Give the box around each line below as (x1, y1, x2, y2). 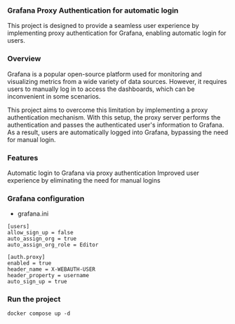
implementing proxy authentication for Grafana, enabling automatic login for (7, 29, 227, 37)
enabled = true (7, 260, 52, 267)
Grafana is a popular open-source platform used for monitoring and (7, 69, 202, 78)
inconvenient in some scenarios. (7, 92, 101, 100)
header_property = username (7, 272, 90, 279)
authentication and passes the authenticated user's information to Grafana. (7, 120, 224, 129)
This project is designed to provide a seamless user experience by (7, 22, 199, 30)
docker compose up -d (7, 310, 71, 317)
